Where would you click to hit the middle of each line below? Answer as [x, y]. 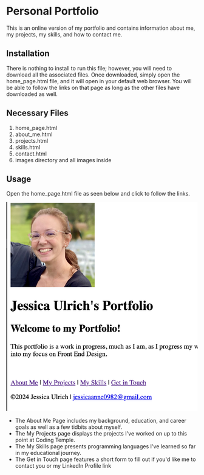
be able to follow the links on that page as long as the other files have [93, 87]
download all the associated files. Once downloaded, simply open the [93, 75]
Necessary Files [37, 113]
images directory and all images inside [63, 160]
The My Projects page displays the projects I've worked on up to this [101, 433]
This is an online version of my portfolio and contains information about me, [101, 28]
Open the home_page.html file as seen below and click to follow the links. [98, 194]
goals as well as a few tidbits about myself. [69, 427]
